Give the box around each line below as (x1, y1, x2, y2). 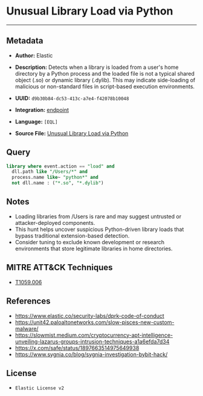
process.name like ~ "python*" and (11, 174, 98, 181)
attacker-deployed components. (14, 219, 95, 226)
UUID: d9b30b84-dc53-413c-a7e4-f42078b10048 (14, 94, 129, 102)
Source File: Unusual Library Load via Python (14, 129, 129, 137)
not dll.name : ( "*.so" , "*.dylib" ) (11, 180, 104, 186)
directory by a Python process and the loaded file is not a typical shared (14, 70, 195, 77)
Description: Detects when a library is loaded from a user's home (14, 63, 179, 71)
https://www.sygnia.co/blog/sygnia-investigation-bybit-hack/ (14, 351, 168, 358)
